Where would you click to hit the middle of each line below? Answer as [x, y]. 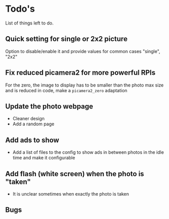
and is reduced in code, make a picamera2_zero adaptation [66, 90]
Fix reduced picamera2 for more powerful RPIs [80, 73]
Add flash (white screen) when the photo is [75, 174]
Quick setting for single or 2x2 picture [66, 39]
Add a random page [33, 124]
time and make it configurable [44, 158]
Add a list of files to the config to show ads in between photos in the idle [88, 152]
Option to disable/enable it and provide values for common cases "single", [83, 51]
